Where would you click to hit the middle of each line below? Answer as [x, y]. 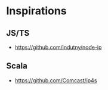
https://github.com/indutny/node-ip [58, 47]
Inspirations [36, 11]
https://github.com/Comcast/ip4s [56, 80]
